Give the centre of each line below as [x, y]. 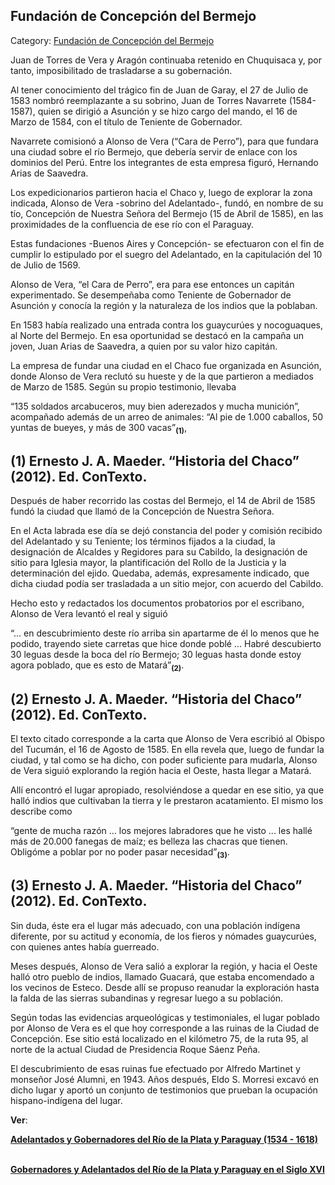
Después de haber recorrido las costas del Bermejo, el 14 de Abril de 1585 [163, 501]
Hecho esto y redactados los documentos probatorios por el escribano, [157, 603]
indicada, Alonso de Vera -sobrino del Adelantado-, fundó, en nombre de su [167, 203]
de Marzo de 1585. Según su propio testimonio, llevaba [123, 386]
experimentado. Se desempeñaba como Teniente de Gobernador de [151, 295]
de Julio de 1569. [45, 265]
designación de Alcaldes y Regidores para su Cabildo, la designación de [159, 552]
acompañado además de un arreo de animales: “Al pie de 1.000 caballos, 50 [167, 416]
